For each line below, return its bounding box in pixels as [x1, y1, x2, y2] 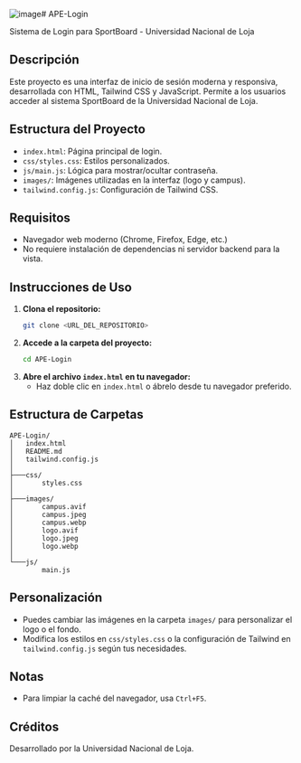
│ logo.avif [9, 525, 79, 535]
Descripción [9, 52, 80, 68]
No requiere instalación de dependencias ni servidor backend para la [22, 244, 280, 255]
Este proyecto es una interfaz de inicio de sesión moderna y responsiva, [9, 76, 278, 87]
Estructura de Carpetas [9, 407, 145, 422]
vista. [22, 253, 43, 264]
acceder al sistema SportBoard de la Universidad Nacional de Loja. [9, 95, 259, 106]
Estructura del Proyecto [9, 122, 146, 137]
